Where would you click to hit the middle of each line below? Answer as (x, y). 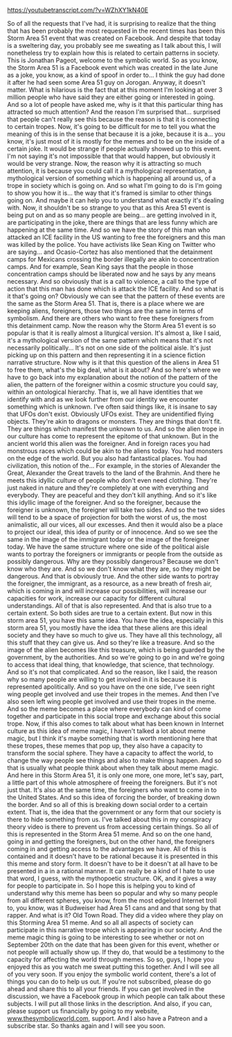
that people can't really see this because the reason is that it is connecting (113, 119)
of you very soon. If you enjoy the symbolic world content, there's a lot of (112, 974)
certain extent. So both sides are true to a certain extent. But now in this (110, 613)
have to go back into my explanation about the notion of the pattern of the (113, 377)
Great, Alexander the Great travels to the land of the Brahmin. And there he (114, 473)
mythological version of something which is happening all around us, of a (111, 178)
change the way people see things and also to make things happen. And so (114, 760)
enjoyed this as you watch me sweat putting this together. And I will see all (113, 967)
